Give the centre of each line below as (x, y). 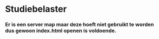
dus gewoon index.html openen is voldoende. (61, 31)
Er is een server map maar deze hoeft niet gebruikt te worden (79, 25)
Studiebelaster (36, 9)
